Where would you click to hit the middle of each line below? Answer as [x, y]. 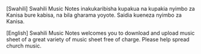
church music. [24, 46]
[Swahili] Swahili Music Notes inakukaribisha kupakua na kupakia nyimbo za [101, 9]
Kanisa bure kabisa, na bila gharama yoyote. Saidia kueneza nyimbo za [94, 15]
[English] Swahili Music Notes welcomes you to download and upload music [100, 33]
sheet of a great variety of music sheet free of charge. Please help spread [98, 39]
